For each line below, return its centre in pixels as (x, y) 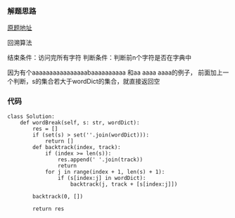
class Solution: (31, 116)
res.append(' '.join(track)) (100, 160)
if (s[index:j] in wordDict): (102, 178)
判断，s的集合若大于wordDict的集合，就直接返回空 (87, 82)
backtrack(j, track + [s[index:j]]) (124, 184)
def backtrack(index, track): (77, 147)
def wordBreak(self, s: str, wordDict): (80, 122)
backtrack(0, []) (58, 196)
